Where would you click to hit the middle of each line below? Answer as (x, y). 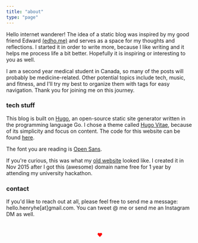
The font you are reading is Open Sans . (54, 149)
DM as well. (21, 214)
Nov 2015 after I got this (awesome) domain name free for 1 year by (89, 167)
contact (18, 188)
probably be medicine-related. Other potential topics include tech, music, (96, 77)
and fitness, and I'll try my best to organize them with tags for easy (88, 83)
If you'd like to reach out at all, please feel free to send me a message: (92, 202)
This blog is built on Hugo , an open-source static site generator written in (96, 118)
